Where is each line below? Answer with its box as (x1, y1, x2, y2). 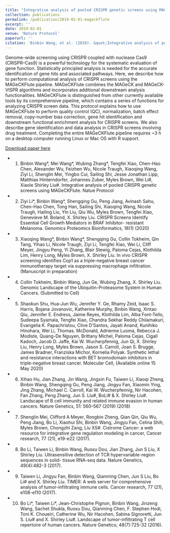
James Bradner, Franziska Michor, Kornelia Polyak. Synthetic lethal (20, 349, 159, 355)
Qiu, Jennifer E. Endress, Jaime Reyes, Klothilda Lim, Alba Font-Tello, (20, 311, 164, 317)
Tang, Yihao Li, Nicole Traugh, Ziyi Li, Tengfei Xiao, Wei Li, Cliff (20, 241, 151, 247)
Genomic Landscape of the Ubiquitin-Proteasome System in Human (20, 284, 162, 290)
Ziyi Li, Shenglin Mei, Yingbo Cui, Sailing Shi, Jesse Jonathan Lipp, (20, 171, 159, 177)
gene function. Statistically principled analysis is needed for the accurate (5, 65, 157, 71)
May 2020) (20, 365, 44, 371)
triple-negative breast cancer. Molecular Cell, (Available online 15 (20, 360, 156, 366)
